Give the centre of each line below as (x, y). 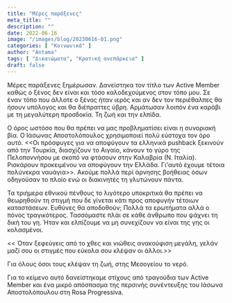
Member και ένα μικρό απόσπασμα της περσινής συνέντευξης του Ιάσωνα (115, 284)
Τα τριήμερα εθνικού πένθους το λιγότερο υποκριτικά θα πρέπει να (105, 193)
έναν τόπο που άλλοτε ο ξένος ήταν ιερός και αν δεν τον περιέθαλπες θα (115, 99)
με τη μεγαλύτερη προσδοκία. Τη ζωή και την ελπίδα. (84, 114)
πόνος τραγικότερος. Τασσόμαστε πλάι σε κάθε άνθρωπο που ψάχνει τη (113, 215)
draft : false (26, 65)
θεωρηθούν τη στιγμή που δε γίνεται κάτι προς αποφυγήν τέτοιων (103, 200)
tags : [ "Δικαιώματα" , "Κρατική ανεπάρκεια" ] (76, 59)
